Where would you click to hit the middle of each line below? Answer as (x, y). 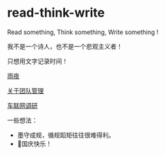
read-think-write (56, 13)
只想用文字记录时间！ (37, 61)
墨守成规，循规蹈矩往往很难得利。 (66, 135)
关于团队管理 (25, 90)
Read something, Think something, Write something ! (83, 32)
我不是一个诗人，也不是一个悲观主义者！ (65, 46)
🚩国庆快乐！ (34, 143)
